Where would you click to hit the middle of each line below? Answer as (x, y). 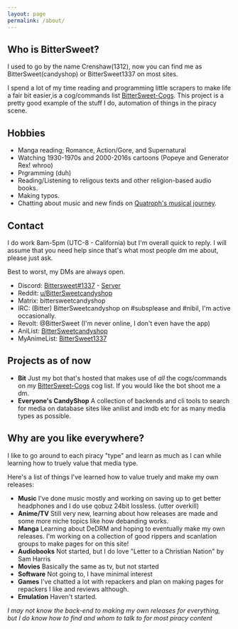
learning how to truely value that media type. (73, 463)
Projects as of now (49, 361)
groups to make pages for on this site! (73, 544)
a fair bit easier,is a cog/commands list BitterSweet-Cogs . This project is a (115, 95)
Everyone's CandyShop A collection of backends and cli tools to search (124, 400)
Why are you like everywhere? (76, 438)
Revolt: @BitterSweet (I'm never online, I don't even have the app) (114, 323)
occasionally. (37, 316)
